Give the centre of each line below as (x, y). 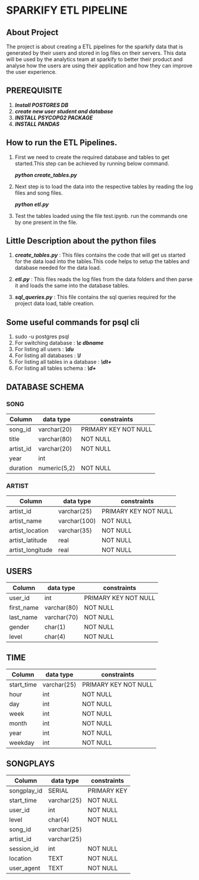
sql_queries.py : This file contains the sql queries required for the (95, 297)
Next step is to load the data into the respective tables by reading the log (104, 186)
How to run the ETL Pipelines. (62, 143)
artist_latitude (28, 541)
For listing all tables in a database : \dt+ (63, 362)
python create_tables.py (46, 175)
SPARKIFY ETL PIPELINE (67, 10)
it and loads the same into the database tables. (72, 286)
